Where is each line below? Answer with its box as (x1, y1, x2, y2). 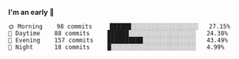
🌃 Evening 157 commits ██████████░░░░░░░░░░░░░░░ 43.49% (8, 36, 228, 44)
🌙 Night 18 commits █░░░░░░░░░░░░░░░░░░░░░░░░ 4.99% (8, 43, 225, 51)
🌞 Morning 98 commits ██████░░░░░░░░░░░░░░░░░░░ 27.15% (8, 23, 231, 31)
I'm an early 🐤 (8, 8, 55, 17)
